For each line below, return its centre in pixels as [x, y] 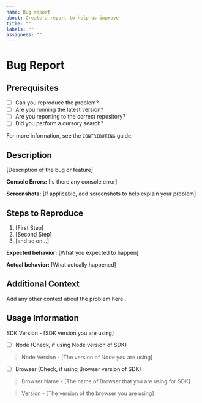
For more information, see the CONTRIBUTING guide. [69, 136]
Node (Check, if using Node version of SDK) [71, 345]
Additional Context [43, 284]
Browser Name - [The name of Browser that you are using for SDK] [106, 381]
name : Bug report [28, 12]
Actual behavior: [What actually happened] [61, 264]
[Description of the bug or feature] [50, 170]
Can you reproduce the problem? [57, 103]
